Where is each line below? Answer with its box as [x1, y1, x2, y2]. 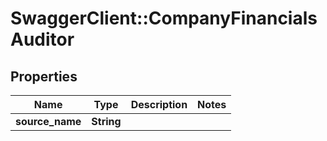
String [91, 115, 122, 128]
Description [130, 98, 188, 111]
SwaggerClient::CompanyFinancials [10, 7, 318, 30]
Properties [10, 68, 78, 85]
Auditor [10, 28, 75, 51]
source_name [15, 115, 82, 128]
